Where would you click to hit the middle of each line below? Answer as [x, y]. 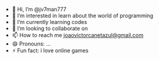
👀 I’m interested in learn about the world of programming [83, 16]
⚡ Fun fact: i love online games [50, 50]
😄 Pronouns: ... [31, 44]
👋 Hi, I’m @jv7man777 [39, 9]
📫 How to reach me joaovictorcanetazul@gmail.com [78, 35]
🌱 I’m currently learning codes [50, 22]
